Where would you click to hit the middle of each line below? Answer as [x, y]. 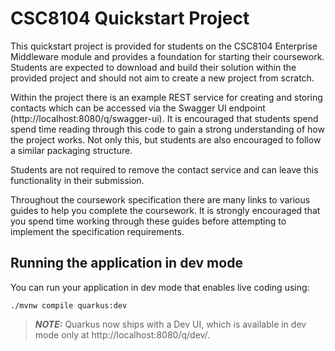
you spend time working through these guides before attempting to [148, 221]
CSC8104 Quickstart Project [130, 18]
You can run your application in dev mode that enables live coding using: [160, 287]
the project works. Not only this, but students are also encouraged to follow [166, 139]
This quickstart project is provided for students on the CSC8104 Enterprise [164, 46]
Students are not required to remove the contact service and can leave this [164, 169]
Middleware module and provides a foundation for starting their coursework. [167, 56]
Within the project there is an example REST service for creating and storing [166, 97]
